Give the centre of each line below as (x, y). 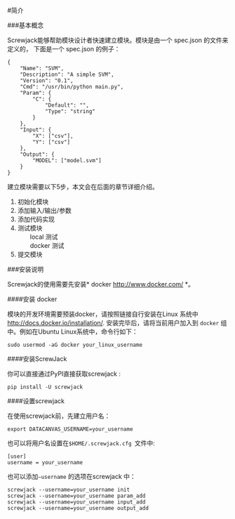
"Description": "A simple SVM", (67, 74)
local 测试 (44, 237)
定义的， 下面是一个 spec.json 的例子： (64, 49)
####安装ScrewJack (37, 359)
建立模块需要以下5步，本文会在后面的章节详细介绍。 (83, 187)
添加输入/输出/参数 (44, 210)
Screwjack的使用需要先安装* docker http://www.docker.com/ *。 (101, 284)
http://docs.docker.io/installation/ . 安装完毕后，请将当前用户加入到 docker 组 (117, 323)
